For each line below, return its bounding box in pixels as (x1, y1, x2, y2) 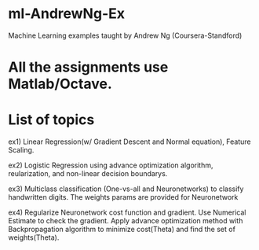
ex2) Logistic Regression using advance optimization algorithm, (8, 160, 213, 170)
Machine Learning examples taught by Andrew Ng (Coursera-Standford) (8, 31, 243, 40)
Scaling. (8, 145, 35, 155)
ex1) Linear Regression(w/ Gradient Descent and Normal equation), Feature (8, 137, 251, 146)
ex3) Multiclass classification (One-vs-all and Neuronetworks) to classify (8, 184, 244, 193)
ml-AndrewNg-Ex (8, 5, 126, 23)
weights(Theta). (8, 233, 60, 242)
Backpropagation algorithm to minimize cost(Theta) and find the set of (8, 225, 235, 234)
